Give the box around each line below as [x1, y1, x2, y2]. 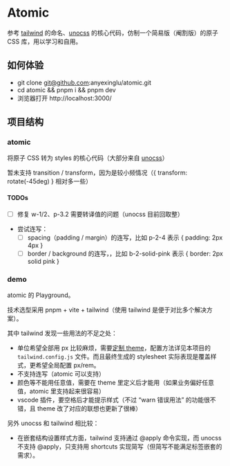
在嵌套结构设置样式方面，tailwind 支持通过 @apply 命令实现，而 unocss [17, 434, 222, 442]
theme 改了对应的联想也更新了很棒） [37, 404, 142, 413]
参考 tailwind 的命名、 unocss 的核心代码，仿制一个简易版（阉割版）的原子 [7, 28, 219, 37]
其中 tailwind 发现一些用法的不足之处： [7, 329, 117, 337]
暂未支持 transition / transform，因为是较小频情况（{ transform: [7, 168, 188, 177]
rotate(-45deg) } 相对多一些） [7, 177, 92, 186]
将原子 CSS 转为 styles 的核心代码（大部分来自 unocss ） [7, 154, 169, 162]
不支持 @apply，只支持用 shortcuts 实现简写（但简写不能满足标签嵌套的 [17, 442, 222, 451]
